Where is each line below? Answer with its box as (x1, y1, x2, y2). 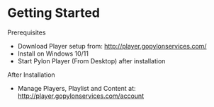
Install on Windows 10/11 (17, 49, 89, 58)
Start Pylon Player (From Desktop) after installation (17, 56, 166, 65)
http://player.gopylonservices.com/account (17, 92, 144, 100)
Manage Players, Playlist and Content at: (17, 84, 136, 92)
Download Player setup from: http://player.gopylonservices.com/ (17, 42, 207, 50)
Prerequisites (7, 28, 46, 37)
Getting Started (7, 5, 101, 21)
